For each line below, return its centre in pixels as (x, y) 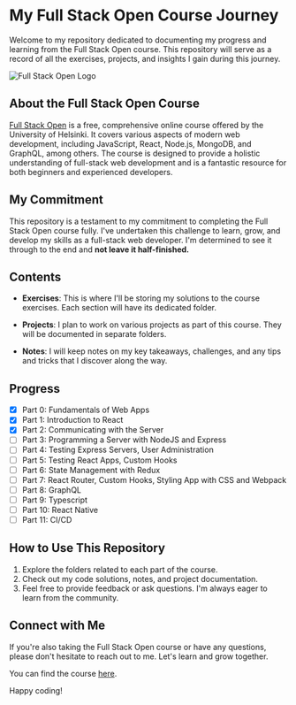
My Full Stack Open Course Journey (144, 15)
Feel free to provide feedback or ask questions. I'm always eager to (144, 588)
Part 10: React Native (60, 510)
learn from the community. (70, 597)
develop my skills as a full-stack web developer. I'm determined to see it (140, 240)
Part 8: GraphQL (52, 490)
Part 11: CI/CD (47, 519)
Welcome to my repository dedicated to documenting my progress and (138, 40)
